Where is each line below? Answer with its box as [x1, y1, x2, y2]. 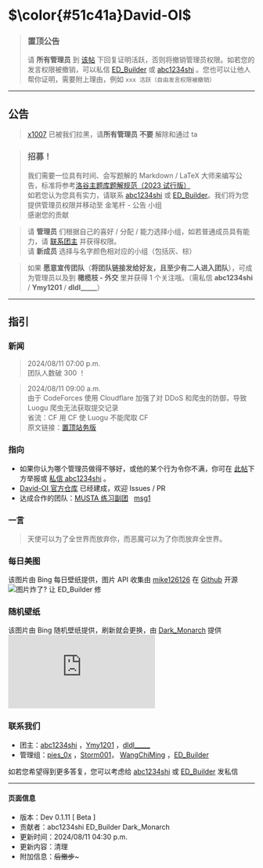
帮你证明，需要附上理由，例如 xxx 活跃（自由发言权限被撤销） [27, 75, 215, 84]
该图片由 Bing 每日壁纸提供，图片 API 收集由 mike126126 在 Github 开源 [8, 575, 239, 584]
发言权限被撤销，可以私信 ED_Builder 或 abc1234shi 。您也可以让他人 [27, 65, 251, 75]
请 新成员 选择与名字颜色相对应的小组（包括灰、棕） [27, 246, 196, 255]
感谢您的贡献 [27, 210, 69, 219]
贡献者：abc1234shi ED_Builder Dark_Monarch [19, 822, 171, 831]
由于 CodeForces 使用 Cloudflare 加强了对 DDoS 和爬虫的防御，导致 [27, 394, 247, 403]
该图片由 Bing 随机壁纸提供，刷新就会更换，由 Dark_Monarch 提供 [8, 625, 222, 635]
